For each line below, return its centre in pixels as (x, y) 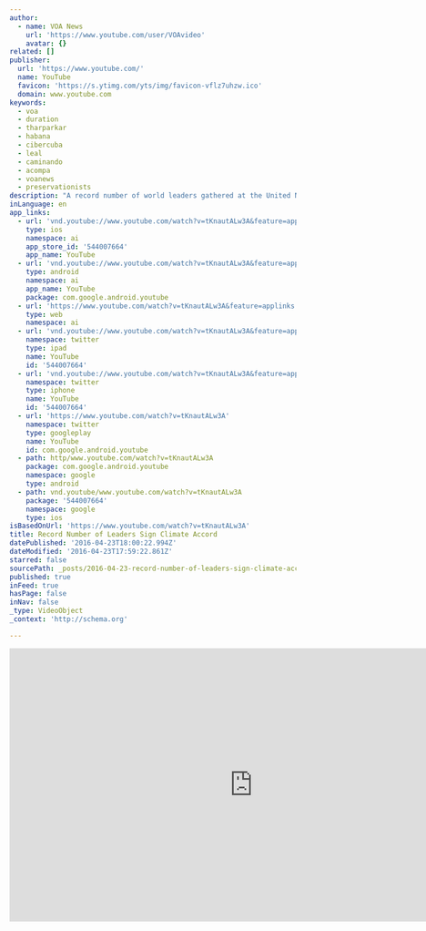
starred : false (38, 560)
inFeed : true (34, 585)
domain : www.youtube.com (65, 94)
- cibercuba (41, 145)
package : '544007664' (66, 501)
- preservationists (55, 188)
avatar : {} (46, 43)
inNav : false (34, 602)
